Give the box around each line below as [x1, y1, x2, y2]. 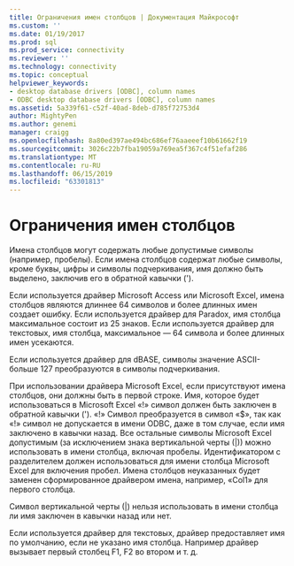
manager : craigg [9, 128, 69, 137]
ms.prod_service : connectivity [9, 46, 125, 55]
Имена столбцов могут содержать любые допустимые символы [9, 245, 254, 256]
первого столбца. [9, 484, 75, 495]
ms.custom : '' [9, 21, 62, 30]
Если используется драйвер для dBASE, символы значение [9, 355, 235, 365]
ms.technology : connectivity [9, 63, 117, 72]
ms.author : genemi [9, 120, 77, 129]
